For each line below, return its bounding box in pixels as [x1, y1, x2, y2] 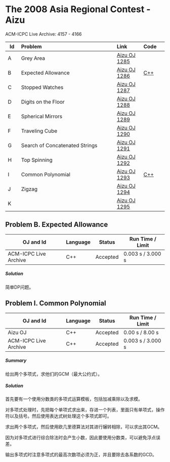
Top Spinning [21, 156, 53, 163]
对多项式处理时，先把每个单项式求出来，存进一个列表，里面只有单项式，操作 [5, 407, 165, 413]
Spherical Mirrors [21, 113, 62, 120]
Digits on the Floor [21, 98, 65, 105]
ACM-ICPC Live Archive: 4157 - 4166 [5, 31, 82, 37]
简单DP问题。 [5, 284, 34, 290]
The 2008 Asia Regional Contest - [5, 4, 151, 15]
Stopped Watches [21, 83, 64, 90]
